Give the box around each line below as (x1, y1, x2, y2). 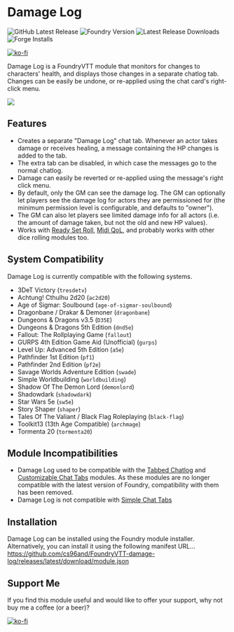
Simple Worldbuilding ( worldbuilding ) (17, 375, 127, 383)
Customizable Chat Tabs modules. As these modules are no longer (17, 474, 210, 482)
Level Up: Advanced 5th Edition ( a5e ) (17, 345, 125, 354)
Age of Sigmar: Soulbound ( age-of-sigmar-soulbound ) (17, 301, 172, 309)
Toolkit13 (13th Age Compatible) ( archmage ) (17, 420, 142, 428)
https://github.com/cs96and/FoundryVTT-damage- (7, 549, 156, 558)
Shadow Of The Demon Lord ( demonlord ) (17, 383, 135, 391)
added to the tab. (17, 151, 68, 160)
